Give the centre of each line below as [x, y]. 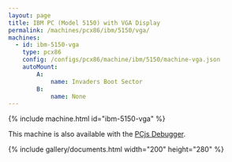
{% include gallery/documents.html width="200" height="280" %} [116, 149]
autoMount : [40, 67]
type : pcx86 [42, 52]
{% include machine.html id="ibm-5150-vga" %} [87, 119]
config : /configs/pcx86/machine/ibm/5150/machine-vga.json [122, 60]
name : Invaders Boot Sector [97, 81]
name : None [68, 96]
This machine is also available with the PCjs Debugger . [97, 134]
